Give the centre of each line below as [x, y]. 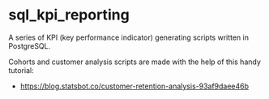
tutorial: [21, 70]
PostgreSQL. [30, 45]
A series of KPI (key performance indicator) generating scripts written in [129, 37]
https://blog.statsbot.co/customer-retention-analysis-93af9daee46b [134, 86]
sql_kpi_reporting [69, 15]
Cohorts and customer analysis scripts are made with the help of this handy [135, 62]
